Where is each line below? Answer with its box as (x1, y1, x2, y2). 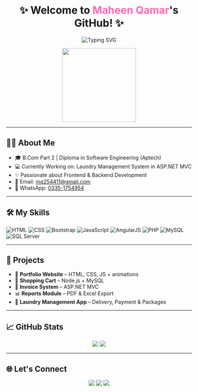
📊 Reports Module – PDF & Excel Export (14, 290, 114, 297)
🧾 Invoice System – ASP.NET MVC (14, 283, 99, 290)
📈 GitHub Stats (6, 322, 64, 332)
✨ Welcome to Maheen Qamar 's (19, 4, 179, 17)
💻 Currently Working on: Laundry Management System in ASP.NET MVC (14, 163, 192, 170)
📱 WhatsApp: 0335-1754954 (14, 184, 84, 191)
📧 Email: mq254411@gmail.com (14, 178, 91, 185)
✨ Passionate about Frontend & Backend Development (14, 171, 147, 178)
